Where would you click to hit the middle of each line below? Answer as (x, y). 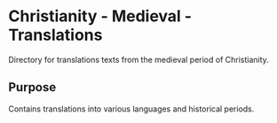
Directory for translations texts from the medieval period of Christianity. (139, 59)
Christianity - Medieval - (100, 16)
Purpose (32, 87)
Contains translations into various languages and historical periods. (131, 109)
